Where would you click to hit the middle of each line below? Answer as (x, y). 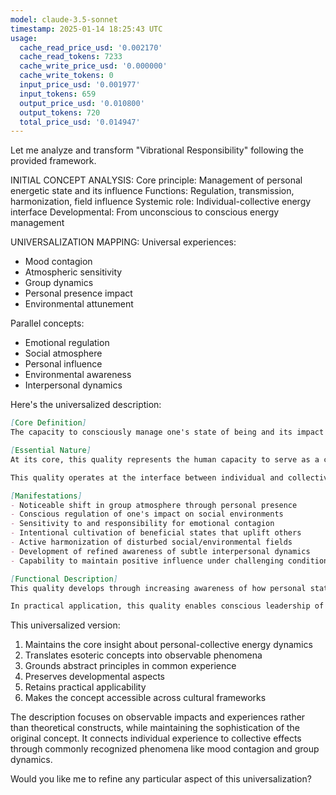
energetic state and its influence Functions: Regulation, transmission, (152, 191)
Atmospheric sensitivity (73, 272)
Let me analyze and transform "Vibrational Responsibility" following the (157, 150)
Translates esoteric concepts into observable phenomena (143, 655)
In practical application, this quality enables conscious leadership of (167, 606)
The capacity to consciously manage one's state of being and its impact (167, 432)
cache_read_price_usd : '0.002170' (91, 47)
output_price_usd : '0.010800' (82, 103)
